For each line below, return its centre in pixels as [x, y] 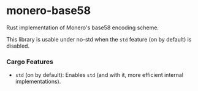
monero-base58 [49, 11]
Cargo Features [30, 62]
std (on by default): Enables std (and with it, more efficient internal [99, 75]
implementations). [38, 82]
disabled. [18, 46]
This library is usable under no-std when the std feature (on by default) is [99, 39]
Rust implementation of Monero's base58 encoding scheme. [83, 27]
